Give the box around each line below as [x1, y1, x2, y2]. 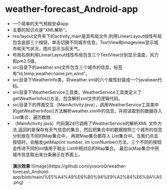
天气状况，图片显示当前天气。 [21, 45, 83, 51]
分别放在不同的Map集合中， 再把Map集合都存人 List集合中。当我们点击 [12, 133, 159, 139]
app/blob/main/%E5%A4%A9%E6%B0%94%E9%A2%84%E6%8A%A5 [12, 174, 162, 180]
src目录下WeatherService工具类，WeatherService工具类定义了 [12, 89, 142, 95]
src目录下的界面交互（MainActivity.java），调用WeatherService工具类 [12, 101, 155, 108]
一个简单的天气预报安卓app [12, 20, 69, 26]
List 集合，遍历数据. [12, 114, 52, 120]
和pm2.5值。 [12, 58, 39, 64]
